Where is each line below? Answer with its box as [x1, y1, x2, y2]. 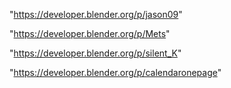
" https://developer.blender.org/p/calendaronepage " [9, 67, 222, 78]
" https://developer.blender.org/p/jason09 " [9, 9, 183, 20]
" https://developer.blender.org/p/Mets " [9, 28, 171, 39]
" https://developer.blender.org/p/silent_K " [9, 47, 182, 59]
